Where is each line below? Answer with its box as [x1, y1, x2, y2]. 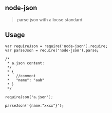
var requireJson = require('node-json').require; [5, 44, 108, 48]
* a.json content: [7, 61, 45, 65]
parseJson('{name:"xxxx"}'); [5, 103, 64, 108]
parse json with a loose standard [17, 16, 83, 22]
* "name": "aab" [7, 78, 45, 82]
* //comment [7, 73, 36, 78]
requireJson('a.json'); [5, 95, 54, 99]
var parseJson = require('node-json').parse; [5, 48, 99, 53]
